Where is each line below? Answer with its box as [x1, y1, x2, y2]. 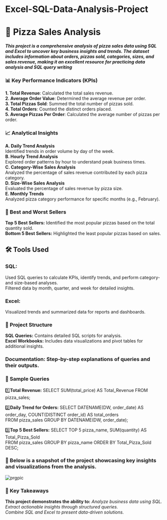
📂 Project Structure [5, 321, 52, 328]
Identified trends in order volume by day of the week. [5, 148, 114, 154]
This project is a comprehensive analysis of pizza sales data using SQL [5, 43, 157, 49]
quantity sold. [5, 225, 33, 231]
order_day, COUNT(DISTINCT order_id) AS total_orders [5, 411, 119, 417]
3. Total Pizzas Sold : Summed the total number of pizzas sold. [5, 101, 134, 107]
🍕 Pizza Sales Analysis [5, 26, 101, 38]
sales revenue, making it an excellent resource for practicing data [5, 59, 145, 65]
